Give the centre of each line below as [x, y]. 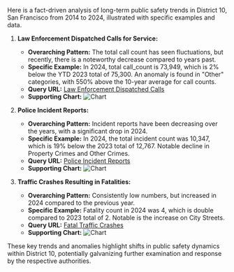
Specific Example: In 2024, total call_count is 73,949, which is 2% [123, 67]
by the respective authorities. [49, 261]
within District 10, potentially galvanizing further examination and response [115, 253]
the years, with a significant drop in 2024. [88, 131]
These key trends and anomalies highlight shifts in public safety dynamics [114, 246]
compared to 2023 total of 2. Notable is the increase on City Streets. [126, 217]
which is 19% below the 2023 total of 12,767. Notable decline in [118, 146]
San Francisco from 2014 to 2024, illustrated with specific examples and [111, 17]
